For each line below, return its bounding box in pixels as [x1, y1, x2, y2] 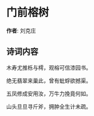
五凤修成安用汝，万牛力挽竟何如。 [6, 90, 92, 97]
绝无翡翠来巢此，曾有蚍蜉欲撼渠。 [6, 77, 92, 84]
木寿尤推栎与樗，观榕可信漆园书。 [6, 63, 92, 71]
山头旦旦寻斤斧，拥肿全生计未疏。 [6, 103, 92, 110]
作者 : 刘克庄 [6, 27, 36, 34]
